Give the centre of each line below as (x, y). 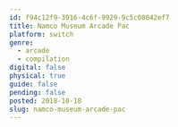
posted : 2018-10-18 (46, 101)
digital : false (38, 68)
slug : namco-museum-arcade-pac (68, 109)
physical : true (38, 76)
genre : (21, 42)
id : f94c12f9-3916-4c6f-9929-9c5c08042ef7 (89, 17)
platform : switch (42, 34)
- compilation (43, 59)
